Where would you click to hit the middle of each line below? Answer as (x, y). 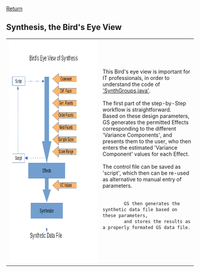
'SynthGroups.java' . (126, 91)
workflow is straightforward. (137, 110)
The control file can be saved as (142, 167)
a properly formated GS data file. (147, 228)
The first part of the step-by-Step (144, 103)
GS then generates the (152, 204)
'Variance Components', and (137, 135)
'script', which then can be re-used (146, 173)
